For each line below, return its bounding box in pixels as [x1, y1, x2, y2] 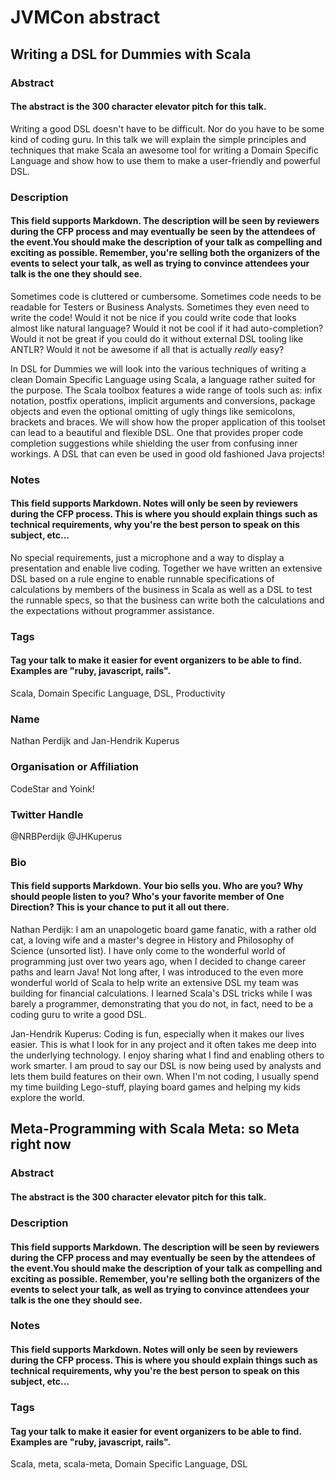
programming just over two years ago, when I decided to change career [10, 956, 307, 968]
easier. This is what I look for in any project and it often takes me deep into [10, 1039, 317, 1051]
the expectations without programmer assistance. [10, 604, 215, 616]
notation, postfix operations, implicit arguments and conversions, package [10, 394, 316, 406]
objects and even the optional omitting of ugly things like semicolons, [10, 405, 296, 417]
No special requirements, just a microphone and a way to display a [10, 551, 285, 563]
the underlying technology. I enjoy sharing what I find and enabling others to [10, 1049, 325, 1061]
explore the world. [10, 1092, 86, 1104]
